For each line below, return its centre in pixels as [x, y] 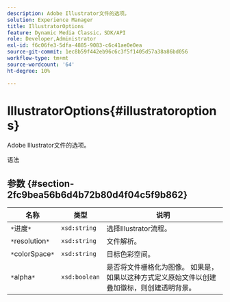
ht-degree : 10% [29, 71]
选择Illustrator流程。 [139, 229]
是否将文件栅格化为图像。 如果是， [162, 267]
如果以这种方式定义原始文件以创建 [162, 277]
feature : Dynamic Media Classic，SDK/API [66, 33]
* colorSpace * [33, 254]
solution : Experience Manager [50, 20]
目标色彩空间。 [131, 255]
